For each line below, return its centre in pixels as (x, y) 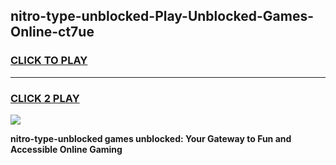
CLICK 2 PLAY (45, 98)
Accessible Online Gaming (66, 149)
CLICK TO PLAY (49, 61)
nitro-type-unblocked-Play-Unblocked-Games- (162, 16)
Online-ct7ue (52, 32)
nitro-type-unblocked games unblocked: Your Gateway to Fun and (151, 138)
